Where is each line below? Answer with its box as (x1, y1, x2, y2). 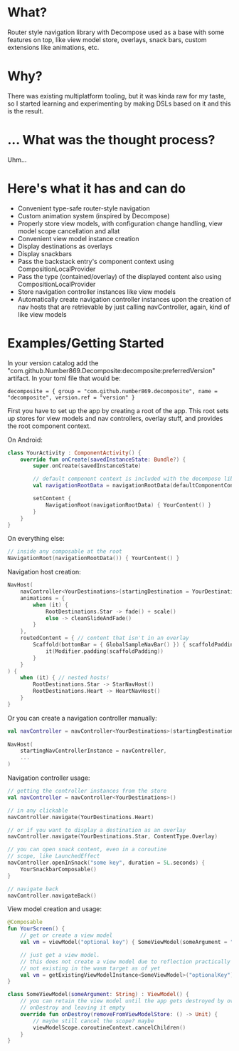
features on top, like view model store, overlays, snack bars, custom (7, 35, 207, 44)
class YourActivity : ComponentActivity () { (7, 449, 142, 457)
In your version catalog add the (7, 358, 99, 367)
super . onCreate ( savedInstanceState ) (33, 462, 142, 469)
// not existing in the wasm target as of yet (20, 965, 161, 972)
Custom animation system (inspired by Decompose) (17, 211, 170, 220)
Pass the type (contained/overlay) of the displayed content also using (17, 272, 222, 280)
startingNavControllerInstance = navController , (20, 747, 167, 755)
